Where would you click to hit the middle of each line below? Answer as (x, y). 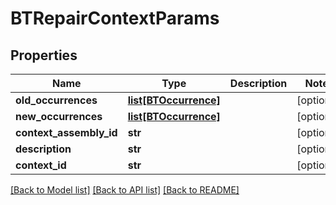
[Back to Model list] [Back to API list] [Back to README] (125, 190)
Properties (44, 55)
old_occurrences (56, 100)
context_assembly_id (66, 132)
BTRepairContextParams (115, 18)
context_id (41, 165)
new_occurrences (59, 116)
